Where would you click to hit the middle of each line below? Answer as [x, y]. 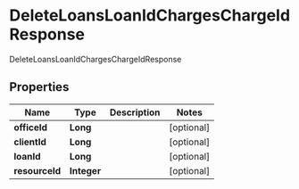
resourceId [37, 170]
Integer [85, 170]
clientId [30, 142]
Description [135, 112]
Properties [39, 87]
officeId [30, 127]
